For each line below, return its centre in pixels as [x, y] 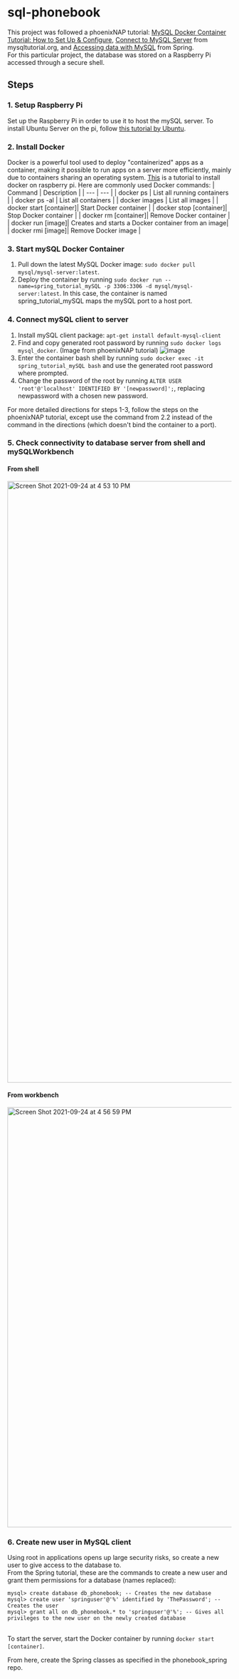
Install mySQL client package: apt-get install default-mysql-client [119, 335]
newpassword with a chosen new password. [83, 396]
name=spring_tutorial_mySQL [59, 287]
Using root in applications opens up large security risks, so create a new [113, 1558]
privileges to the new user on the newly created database [97, 1618]
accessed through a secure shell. [56, 62]
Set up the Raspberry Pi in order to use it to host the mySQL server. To [110, 120]
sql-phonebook [54, 12]
